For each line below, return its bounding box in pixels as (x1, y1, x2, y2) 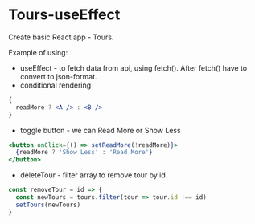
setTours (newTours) (15, 201, 81, 209)
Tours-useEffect (8, 6, 121, 24)
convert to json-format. (19, 71, 98, 81)
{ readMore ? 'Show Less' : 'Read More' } (15, 149, 153, 157)
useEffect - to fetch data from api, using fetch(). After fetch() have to (19, 63, 248, 73)
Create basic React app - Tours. (8, 32, 114, 42)
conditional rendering (19, 80, 92, 90)
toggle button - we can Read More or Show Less (19, 125, 181, 135)
